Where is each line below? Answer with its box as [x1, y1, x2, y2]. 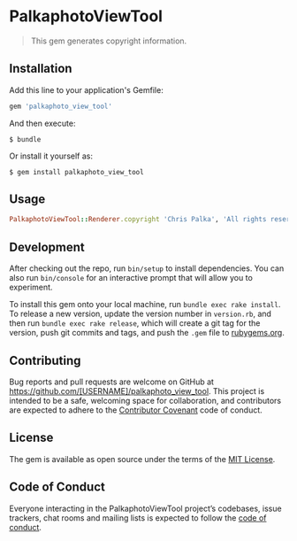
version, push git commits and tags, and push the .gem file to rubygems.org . [9, 328, 286, 338]
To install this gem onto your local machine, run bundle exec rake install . [9, 299, 281, 310]
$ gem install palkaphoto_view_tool [9, 167, 144, 176]
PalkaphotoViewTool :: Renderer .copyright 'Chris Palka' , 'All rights [9, 215, 267, 224]
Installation [9, 61, 72, 76]
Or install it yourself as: [9, 151, 93, 161]
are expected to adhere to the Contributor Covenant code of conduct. [9, 405, 263, 415]
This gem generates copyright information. [30, 35, 187, 46]
